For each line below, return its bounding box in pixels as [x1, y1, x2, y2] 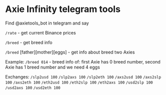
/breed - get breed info [5, 39, 53, 45]
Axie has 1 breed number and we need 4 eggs [5, 64, 100, 70]
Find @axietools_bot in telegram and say [5, 20, 89, 26]
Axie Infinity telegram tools [5, 3, 121, 15]
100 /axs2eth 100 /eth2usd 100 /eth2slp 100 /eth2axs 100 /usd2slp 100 [5, 80, 153, 85]
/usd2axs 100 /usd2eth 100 [5, 85, 61, 90]
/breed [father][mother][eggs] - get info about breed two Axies [5, 49, 135, 55]
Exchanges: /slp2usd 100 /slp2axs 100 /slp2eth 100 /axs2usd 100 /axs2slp [5, 73, 161, 79]
